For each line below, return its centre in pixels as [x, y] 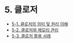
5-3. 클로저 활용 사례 [31, 36]
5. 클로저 [21, 10]
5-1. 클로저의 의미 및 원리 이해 [40, 24]
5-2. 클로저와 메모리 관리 [35, 30]
